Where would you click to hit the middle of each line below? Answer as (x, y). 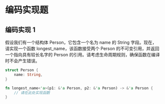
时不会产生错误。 (22, 61)
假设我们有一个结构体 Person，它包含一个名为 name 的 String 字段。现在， (81, 42)
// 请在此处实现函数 (32, 93)
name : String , (28, 75)
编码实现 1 (20, 30)
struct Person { (22, 70)
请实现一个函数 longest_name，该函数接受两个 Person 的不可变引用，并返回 (82, 49)
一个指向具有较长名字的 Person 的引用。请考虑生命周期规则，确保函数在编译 (82, 55)
